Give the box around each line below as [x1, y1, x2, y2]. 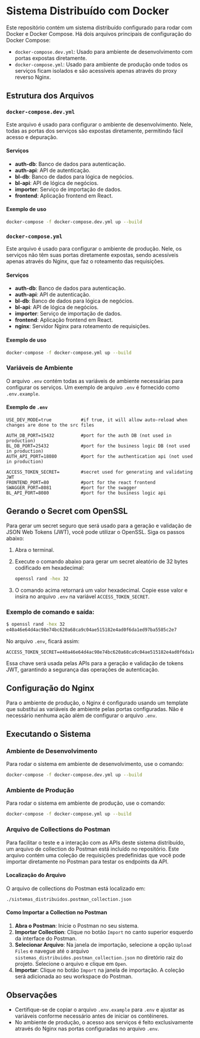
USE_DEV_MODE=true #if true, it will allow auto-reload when [6, 416, 187, 423]
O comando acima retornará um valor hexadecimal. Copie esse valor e [14, 586, 188, 594]
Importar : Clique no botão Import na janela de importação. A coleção [14, 966, 185, 974]
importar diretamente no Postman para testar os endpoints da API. [6, 858, 169, 865]
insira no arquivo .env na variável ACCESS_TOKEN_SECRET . [14, 592, 150, 600]
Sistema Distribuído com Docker [6, 4, 170, 18]
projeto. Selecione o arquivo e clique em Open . [14, 960, 128, 967]
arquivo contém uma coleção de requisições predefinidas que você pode [6, 851, 186, 858]
